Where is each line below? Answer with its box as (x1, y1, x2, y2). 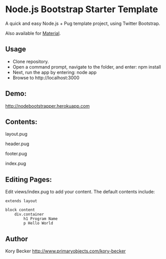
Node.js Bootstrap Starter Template (5, 4, 158, 15)
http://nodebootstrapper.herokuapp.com (5, 103, 90, 109)
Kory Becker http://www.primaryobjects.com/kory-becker (5, 248, 126, 254)
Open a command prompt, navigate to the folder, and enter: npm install (12, 63, 161, 70)
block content (5, 207, 36, 213)
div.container (14, 212, 44, 217)
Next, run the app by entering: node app (12, 69, 97, 75)
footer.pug (5, 151, 27, 157)
